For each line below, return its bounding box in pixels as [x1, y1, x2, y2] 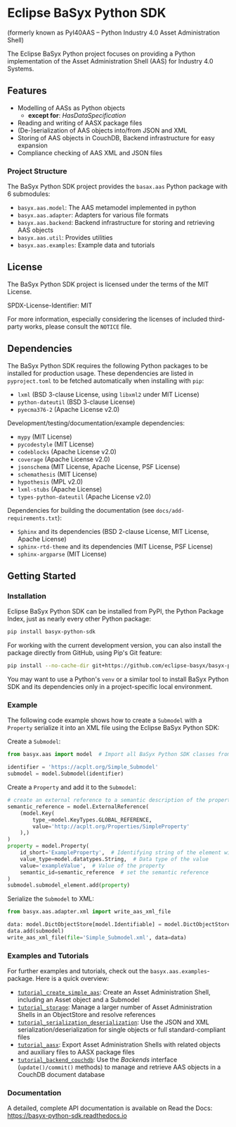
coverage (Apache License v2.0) [17, 455, 110, 463]
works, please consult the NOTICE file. [24, 322, 132, 331]
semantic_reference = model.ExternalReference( [7, 803, 150, 810]
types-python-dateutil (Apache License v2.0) [17, 492, 152, 501]
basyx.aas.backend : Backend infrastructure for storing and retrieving [17, 219, 215, 227]
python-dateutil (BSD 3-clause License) [17, 397, 136, 406]
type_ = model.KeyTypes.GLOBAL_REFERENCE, [32, 816, 152, 823]
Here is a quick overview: [35, 975, 109, 983]
